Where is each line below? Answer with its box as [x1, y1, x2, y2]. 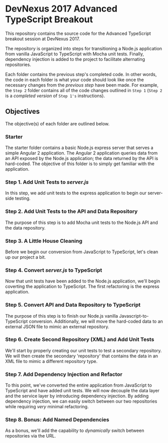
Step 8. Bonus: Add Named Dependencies [5, 416, 109, 423]
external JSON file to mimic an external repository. [5, 323, 109, 330]
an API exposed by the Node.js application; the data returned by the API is [5, 156, 158, 162]
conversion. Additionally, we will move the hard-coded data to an [29, 318, 163, 324]
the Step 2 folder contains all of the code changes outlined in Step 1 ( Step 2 [5, 87, 162, 93]
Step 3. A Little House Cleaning [5, 237, 83, 244]
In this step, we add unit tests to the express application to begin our [5, 190, 147, 196]
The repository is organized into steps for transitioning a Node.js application [5, 45, 162, 51]
